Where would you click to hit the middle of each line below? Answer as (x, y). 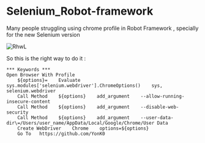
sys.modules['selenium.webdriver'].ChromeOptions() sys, (85, 86)
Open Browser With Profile (41, 75)
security (17, 112)
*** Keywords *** (28, 69)
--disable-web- (160, 107)
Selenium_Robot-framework (80, 11)
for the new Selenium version (43, 34)
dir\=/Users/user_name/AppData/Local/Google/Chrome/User (80, 123)
